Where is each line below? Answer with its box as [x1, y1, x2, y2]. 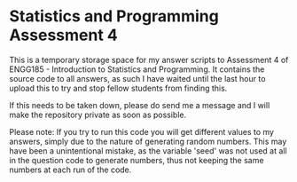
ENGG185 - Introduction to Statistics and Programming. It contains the [9, 64, 265, 75]
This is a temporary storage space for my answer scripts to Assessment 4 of [9, 54, 289, 65]
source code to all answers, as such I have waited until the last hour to [9, 73, 266, 83]
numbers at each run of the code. [9, 164, 132, 175]
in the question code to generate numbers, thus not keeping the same [9, 154, 264, 165]
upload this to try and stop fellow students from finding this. [9, 83, 228, 93]
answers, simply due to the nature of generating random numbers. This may [9, 136, 287, 146]
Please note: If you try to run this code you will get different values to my [9, 126, 275, 137]
